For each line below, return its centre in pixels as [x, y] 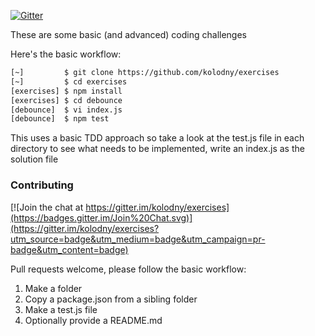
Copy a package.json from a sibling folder [111, 299]
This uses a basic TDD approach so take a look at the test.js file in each [157, 138]
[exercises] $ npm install [66, 91]
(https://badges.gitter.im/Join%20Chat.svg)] [101, 217]
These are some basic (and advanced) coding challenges [128, 34]
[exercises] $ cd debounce [66, 100]
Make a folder [53, 288]
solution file [34, 159]
